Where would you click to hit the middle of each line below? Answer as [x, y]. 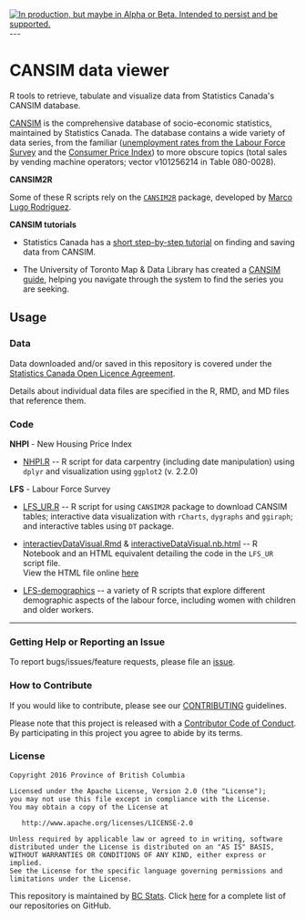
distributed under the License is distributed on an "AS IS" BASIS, [142, 847]
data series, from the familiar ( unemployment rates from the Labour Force [148, 142]
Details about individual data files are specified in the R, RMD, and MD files [149, 390]
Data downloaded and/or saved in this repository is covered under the [141, 363]
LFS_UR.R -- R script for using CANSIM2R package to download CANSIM [155, 506]
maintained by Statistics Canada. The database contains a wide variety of [148, 132]
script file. [41, 563]
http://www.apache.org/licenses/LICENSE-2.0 [107, 823]
